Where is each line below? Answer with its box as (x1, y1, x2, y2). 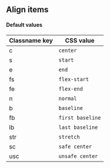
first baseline (58, 114, 101, 121)
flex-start (58, 76, 89, 82)
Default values (6, 21, 43, 28)
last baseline (58, 124, 98, 131)
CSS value (65, 36, 95, 44)
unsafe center (58, 153, 98, 159)
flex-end (58, 85, 84, 92)
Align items (6, 5, 49, 15)
